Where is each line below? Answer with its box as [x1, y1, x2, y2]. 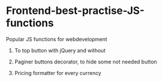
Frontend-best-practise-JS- [6, 4, 145, 17]
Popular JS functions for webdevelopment [6, 35, 108, 42]
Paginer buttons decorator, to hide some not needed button [14, 58, 157, 65]
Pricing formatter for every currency [14, 69, 102, 76]
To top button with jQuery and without [14, 47, 106, 54]
